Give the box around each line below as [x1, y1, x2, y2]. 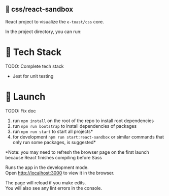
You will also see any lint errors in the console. [5, 185, 103, 191]
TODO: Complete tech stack [5, 63, 64, 69]
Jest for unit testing [12, 73, 54, 79]
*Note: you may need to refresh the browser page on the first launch [5, 149, 150, 155]
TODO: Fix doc [5, 107, 37, 114]
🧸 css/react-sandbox [5, 5, 74, 14]
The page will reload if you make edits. [5, 179, 86, 186]
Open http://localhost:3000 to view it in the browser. [5, 170, 115, 176]
